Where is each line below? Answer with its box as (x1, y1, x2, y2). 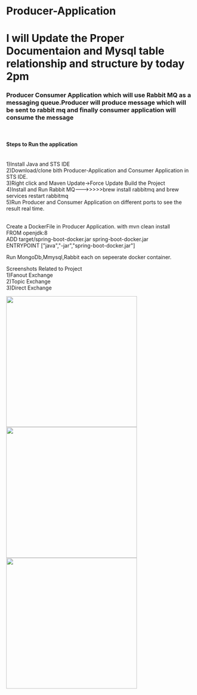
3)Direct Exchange (6, 284, 52, 291)
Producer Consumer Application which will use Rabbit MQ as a (6, 91, 191, 99)
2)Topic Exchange (6, 278, 51, 285)
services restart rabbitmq (6, 192, 69, 199)
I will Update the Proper (6, 32, 124, 45)
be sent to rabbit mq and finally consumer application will (6, 106, 176, 114)
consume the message (6, 114, 74, 122)
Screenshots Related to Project (6, 265, 82, 272)
